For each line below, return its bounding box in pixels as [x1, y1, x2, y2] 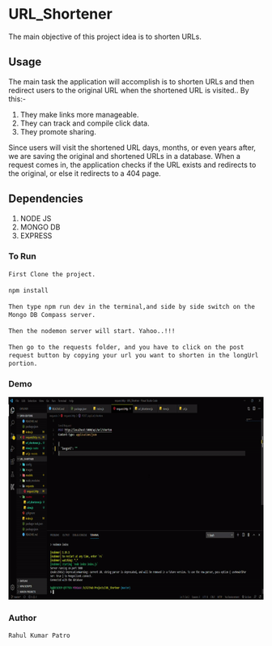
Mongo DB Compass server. [8, 310, 96, 319]
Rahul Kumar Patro [8, 631, 70, 640]
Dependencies [8, 192, 83, 206]
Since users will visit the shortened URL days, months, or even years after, [8, 143, 257, 152]
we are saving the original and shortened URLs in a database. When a [8, 151, 241, 160]
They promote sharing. [19, 126, 97, 136]
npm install [8, 286, 49, 294]
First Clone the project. [8, 270, 96, 278]
